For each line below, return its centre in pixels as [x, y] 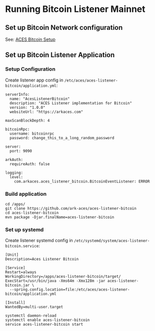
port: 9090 [21, 151]
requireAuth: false [30, 164]
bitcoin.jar [17, 285]
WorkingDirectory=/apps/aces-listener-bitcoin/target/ [63, 277]
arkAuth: [14, 160]
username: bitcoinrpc [32, 133]
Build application [26, 194]
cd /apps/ [15, 204]
